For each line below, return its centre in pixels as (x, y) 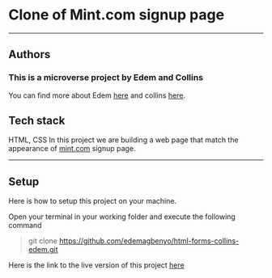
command (25, 225)
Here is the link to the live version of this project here (96, 265)
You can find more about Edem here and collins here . (97, 95)
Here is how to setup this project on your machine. (92, 201)
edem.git (43, 250)
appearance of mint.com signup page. (72, 149)
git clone (43, 241)
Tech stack (37, 121)
